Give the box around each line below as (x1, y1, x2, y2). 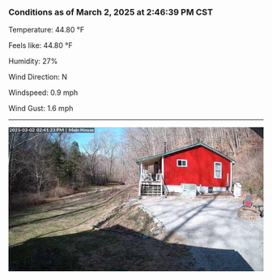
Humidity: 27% (8, 56, 58, 67)
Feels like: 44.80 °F (8, 41, 73, 50)
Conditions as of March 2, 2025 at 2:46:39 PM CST (8, 6, 213, 18)
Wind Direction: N (8, 72, 67, 82)
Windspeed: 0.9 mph (8, 88, 79, 97)
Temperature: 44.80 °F (8, 25, 85, 35)
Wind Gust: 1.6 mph (8, 104, 74, 114)
